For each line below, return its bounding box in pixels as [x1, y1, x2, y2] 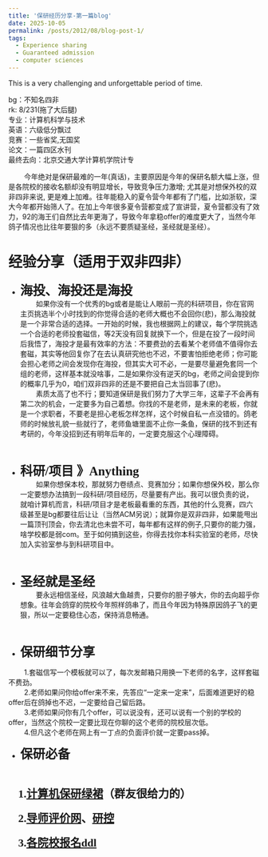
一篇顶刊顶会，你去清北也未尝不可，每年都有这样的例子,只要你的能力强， [19, 519, 260, 529]
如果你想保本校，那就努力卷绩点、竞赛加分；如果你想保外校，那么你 [35, 479, 260, 489]
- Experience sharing [15, 42, 88, 50]
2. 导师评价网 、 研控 [18, 811, 115, 825]
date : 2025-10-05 [8, 19, 66, 27]
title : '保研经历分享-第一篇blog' [8, 11, 112, 20]
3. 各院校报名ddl [18, 835, 97, 849]
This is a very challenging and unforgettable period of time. [8, 78, 203, 88]
